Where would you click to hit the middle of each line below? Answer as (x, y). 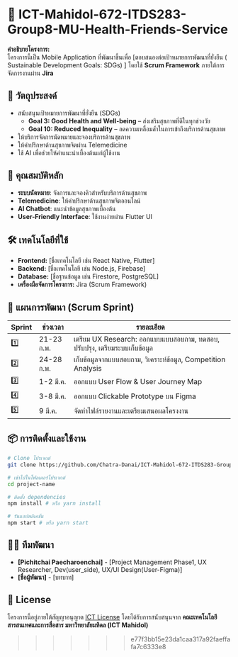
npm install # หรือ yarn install (54, 504)
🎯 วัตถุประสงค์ (32, 96)
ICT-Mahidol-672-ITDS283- (103, 15)
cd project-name (31, 484)
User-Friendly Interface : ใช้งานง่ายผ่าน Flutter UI (85, 216)
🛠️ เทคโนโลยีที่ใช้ (38, 240)
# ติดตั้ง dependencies (36, 497)
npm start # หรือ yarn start (48, 523)
